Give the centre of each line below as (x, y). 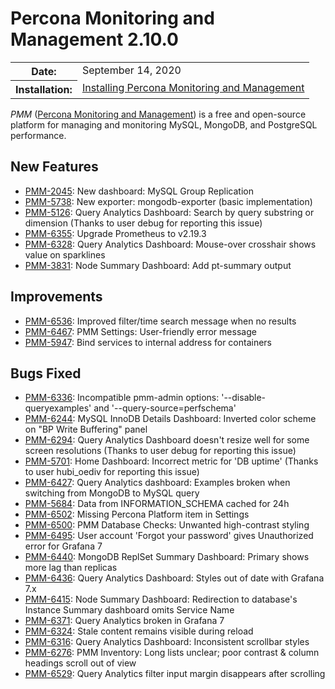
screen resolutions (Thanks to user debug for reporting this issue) (160, 451)
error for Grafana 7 (63, 546)
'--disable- (244, 398)
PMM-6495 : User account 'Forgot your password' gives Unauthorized (169, 536)
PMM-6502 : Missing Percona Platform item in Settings (137, 514)
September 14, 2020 (131, 70)
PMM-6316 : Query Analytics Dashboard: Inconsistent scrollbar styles (167, 642)
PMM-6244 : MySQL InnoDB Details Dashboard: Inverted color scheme (170, 419)
